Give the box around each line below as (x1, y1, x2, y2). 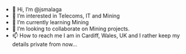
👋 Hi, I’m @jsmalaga (12, 6, 62, 13)
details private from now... (12, 41, 78, 48)
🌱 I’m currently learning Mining (12, 19, 89, 25)
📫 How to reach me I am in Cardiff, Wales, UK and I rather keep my (12, 32, 181, 39)
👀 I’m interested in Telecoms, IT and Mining (12, 12, 120, 19)
